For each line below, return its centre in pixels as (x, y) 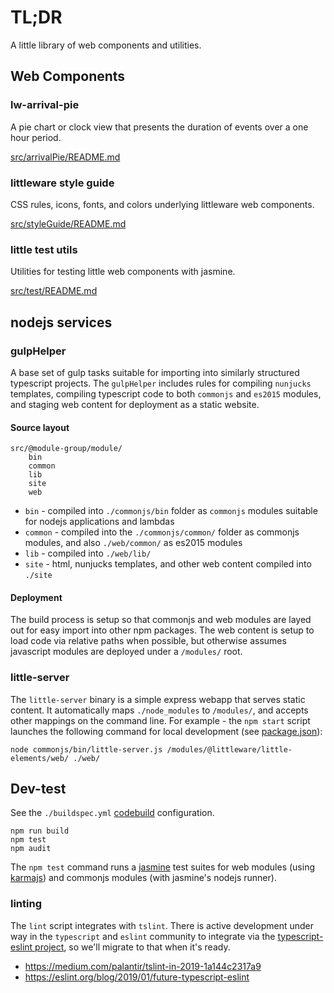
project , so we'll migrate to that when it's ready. (132, 947)
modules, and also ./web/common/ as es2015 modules (133, 543)
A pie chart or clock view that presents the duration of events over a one (159, 127)
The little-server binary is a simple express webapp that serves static (158, 699)
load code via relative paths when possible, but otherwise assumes (148, 641)
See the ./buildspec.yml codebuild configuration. (112, 813)
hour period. (36, 137)
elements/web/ (40, 758)
